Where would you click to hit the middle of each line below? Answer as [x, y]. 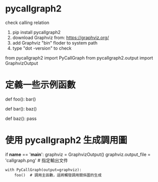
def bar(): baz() [21, 108]
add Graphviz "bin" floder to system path [55, 42]
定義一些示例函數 [41, 85]
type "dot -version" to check [42, 48]
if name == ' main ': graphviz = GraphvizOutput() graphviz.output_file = [78, 154]
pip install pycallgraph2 [37, 32]
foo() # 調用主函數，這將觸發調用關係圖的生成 [58, 175]
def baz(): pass [21, 118]
